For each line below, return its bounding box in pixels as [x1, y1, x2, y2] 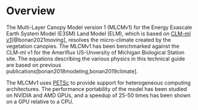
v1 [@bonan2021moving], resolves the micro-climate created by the [6, 36, 171, 43]
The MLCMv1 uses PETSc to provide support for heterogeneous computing [6, 79, 191, 86]
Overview [6, 4, 55, 18]
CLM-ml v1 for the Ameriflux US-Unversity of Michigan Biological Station [6, 48, 185, 56]
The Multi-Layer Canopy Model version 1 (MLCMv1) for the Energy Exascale [6, 24, 193, 31]
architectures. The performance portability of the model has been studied [6, 85, 187, 92]
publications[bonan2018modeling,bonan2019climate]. [6, 67, 138, 75]
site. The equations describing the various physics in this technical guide [6, 55, 185, 62]
